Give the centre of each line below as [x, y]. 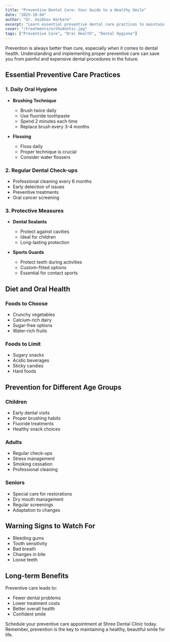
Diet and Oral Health [38, 289]
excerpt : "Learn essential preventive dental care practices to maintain [85, 24]
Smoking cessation [32, 464]
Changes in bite [29, 555]
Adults [14, 442]
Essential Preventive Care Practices [63, 75]
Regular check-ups [32, 453]
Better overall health [34, 609]
